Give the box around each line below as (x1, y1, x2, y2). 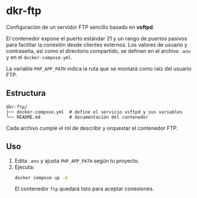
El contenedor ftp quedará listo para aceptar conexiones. (14, 185, 155, 192)
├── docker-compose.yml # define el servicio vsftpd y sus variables (6, 109, 183, 115)
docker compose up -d (14, 174, 68, 180)
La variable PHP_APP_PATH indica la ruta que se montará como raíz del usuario (6, 65, 192, 72)
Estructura (6, 88, 46, 98)
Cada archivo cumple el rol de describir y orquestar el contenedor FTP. (6, 125, 178, 132)
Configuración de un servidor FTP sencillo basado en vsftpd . (6, 24, 155, 31)
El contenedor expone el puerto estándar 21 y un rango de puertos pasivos (6, 35, 188, 42)
